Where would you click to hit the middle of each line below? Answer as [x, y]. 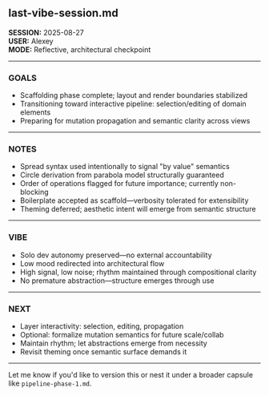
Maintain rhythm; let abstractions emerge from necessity [114, 343]
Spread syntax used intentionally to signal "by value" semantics [124, 167]
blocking [34, 192]
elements [35, 112]
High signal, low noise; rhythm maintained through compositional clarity [138, 272]
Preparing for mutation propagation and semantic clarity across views [135, 121]
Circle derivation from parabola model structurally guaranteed [122, 175]
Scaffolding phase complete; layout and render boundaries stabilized [134, 95]
